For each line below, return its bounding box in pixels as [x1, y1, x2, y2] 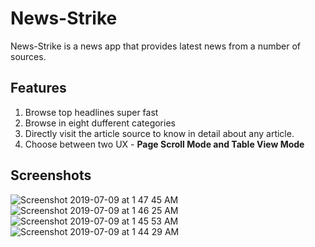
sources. [10, 50, 47, 62]
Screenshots [10, 167, 92, 184]
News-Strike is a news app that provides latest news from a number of [10, 40, 301, 52]
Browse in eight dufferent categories [24, 117, 176, 129]
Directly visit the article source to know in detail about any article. [24, 127, 295, 139]
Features [10, 80, 67, 97]
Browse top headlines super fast [24, 106, 159, 118]
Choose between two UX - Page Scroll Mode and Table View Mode [24, 138, 305, 150]
